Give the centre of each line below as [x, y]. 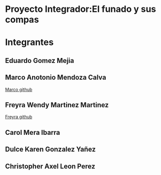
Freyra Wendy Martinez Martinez [57, 105]
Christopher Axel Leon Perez [50, 166]
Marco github [19, 89]
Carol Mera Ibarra [33, 132]
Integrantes [29, 42]
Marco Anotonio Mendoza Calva [56, 78]
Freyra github [19, 117]
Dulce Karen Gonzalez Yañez [50, 149]
